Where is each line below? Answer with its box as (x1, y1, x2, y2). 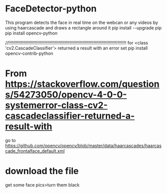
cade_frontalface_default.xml (5, 148, 65, 154)
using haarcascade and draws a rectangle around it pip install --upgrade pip (5, 24, 162, 30)
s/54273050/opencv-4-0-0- (5, 89, 127, 100)
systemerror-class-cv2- (5, 100, 108, 111)
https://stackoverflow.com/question (5, 78, 160, 90)
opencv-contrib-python (5, 50, 53, 56)
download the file (5, 166, 79, 177)
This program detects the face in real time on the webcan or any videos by (5, 19, 159, 25)
